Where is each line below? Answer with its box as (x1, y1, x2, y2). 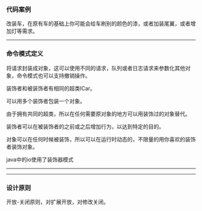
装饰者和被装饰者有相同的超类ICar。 (6, 85, 96, 92)
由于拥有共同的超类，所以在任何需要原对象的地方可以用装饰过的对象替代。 (6, 110, 191, 117)
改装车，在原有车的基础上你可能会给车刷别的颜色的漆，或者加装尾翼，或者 (6, 20, 191, 28)
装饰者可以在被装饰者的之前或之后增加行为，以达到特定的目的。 (6, 123, 164, 130)
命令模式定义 (6, 50, 44, 58)
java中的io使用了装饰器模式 (6, 156, 74, 163)
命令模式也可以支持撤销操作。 (16, 72, 91, 79)
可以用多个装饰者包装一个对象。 (6, 97, 85, 104)
